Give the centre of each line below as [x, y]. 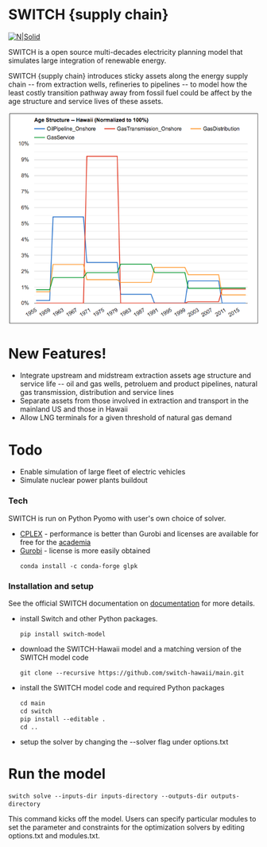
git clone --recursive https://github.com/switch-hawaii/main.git [132, 673]
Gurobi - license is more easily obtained [85, 551]
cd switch [36, 711]
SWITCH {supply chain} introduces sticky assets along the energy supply [128, 75]
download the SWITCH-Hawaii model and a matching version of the [131, 648]
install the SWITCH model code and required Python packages [122, 687]
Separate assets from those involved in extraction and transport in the [134, 401]
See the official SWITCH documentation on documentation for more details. [132, 603]
